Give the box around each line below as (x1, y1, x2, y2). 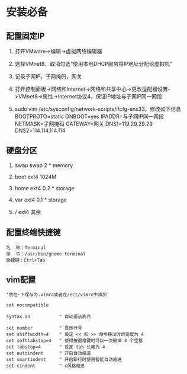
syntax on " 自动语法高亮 (6, 314, 91, 320)
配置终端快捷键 (6, 228, 61, 238)
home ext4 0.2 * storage (14, 184, 75, 191)
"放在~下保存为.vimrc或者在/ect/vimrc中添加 (6, 292, 107, 298)
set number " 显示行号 (6, 325, 83, 331)
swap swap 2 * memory (14, 161, 73, 169)
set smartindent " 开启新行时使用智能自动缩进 (6, 357, 122, 363)
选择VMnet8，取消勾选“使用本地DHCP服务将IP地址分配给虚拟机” (14, 60, 173, 67)
